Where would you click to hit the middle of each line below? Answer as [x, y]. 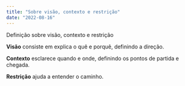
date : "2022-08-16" [31, 18]
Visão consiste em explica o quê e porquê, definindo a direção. [85, 47]
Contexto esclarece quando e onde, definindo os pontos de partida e [93, 58]
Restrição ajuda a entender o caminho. [55, 76]
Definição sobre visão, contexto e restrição [60, 35]
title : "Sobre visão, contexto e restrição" [63, 12]
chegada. [18, 65]
